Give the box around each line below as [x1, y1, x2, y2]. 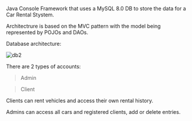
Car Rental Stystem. [6, 11, 55, 18]
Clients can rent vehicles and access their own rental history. [6, 97, 154, 104]
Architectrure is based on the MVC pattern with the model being [6, 23, 161, 29]
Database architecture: [6, 41, 62, 47]
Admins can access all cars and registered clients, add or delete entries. [6, 109, 181, 115]
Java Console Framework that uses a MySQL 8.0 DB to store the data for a [6, 5, 186, 12]
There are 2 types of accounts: [6, 63, 81, 70]
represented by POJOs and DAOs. [6, 29, 89, 36]
